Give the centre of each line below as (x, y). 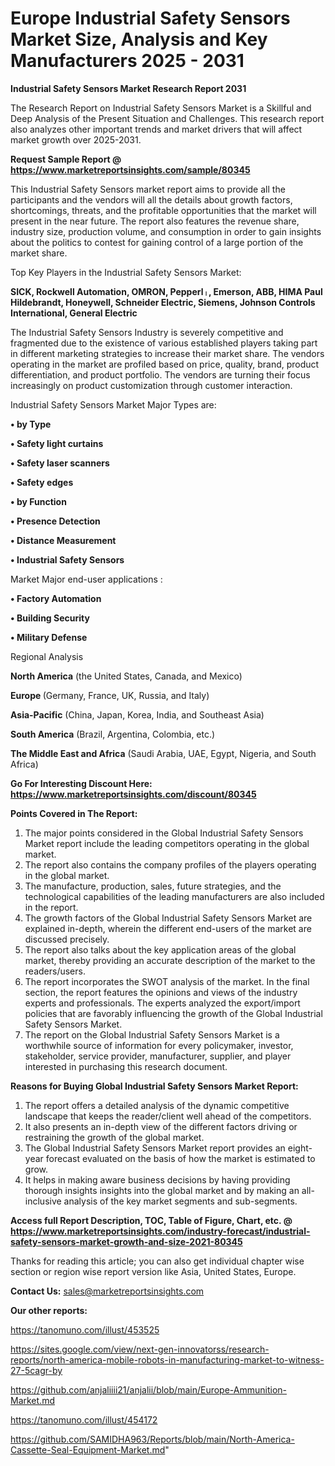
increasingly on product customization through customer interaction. (151, 385)
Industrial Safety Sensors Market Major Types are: (113, 404)
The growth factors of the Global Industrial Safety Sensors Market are (168, 918)
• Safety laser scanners (60, 463)
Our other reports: (49, 1310)
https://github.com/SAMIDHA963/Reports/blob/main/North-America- (152, 1439)
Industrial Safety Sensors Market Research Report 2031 (128, 88)
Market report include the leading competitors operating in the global (167, 843)
